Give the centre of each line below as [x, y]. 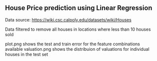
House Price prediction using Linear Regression [78, 8]
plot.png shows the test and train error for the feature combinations [72, 44]
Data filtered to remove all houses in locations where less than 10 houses [78, 29]
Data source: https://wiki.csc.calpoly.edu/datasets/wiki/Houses [68, 20]
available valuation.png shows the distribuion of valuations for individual [77, 49]
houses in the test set [27, 54]
